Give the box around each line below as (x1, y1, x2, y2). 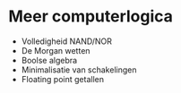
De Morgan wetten (21, 45, 90, 55)
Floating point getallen (21, 73, 105, 84)
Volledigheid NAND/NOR (21, 36, 113, 46)
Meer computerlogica (8, 6, 174, 27)
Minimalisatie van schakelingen (21, 64, 137, 75)
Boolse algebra (21, 55, 78, 65)
